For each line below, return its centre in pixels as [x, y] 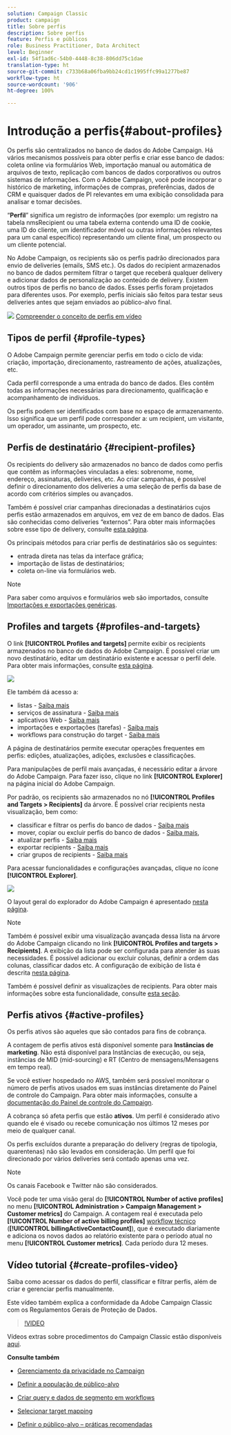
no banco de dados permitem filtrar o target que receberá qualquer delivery [115, 273]
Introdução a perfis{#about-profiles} [115, 131]
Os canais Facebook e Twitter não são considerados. [83, 1186]
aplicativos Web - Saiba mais [58, 720]
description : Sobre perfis [46, 33]
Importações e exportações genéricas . [62, 605]
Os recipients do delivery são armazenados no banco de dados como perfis [115, 464]
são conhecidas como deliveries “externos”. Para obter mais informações [111, 522]
